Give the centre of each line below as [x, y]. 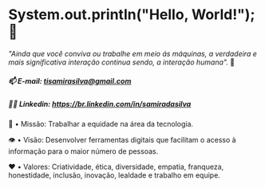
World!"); [223, 15]
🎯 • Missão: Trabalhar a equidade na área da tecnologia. [101, 124]
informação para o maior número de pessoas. [83, 151]
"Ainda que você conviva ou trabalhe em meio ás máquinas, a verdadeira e [132, 53]
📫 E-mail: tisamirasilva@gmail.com [70, 80]
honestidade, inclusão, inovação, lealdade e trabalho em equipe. [115, 175]
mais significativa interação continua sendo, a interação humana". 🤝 [122, 62]
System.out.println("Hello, [99, 15]
